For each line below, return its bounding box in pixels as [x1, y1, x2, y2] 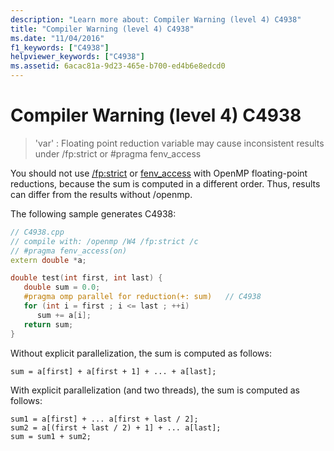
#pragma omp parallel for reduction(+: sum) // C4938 [23, 292, 262, 302]
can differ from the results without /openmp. [10, 188, 193, 200]
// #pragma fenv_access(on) [10, 246, 128, 256]
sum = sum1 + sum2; [10, 431, 92, 441]
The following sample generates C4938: [10, 207, 177, 220]
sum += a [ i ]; [36, 310, 92, 320]
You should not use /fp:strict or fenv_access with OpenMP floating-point [10, 167, 308, 179]
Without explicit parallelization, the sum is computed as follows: [10, 347, 272, 359]
